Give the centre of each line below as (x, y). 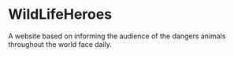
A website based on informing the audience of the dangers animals (117, 36)
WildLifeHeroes (60, 14)
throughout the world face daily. (60, 44)
